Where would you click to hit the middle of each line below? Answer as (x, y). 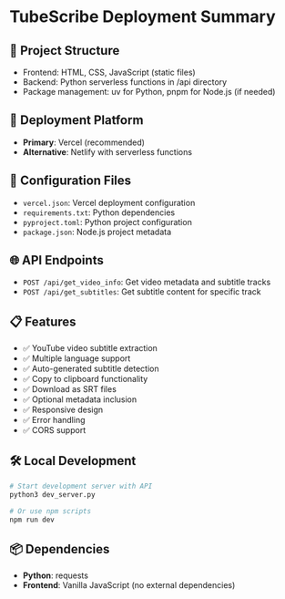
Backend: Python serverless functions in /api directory (125, 82)
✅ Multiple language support (76, 358)
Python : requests (56, 575)
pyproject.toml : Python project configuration (107, 222)
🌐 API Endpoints (57, 260)
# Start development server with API (81, 486)
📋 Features (43, 321)
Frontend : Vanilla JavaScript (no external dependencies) (129, 585)
